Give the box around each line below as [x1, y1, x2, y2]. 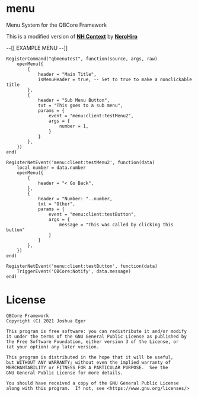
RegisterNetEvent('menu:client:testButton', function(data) [6, 263, 158, 269]
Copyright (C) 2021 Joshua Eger [6, 318, 86, 324]
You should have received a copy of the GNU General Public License [6, 380, 179, 386]
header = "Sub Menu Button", [37, 97, 110, 103]
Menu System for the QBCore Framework [6, 21, 107, 28]
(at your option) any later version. [6, 344, 100, 350]
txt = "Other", [37, 201, 76, 207]
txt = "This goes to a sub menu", [37, 103, 123, 108]
